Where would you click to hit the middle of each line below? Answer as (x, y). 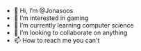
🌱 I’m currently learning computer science (74, 25)
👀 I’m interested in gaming (51, 18)
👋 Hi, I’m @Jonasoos (43, 11)
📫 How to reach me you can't (57, 40)
